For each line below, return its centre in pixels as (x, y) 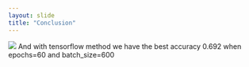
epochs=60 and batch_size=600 (61, 54)
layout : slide (32, 15)
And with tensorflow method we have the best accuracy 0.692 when (130, 46)
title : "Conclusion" (42, 23)
